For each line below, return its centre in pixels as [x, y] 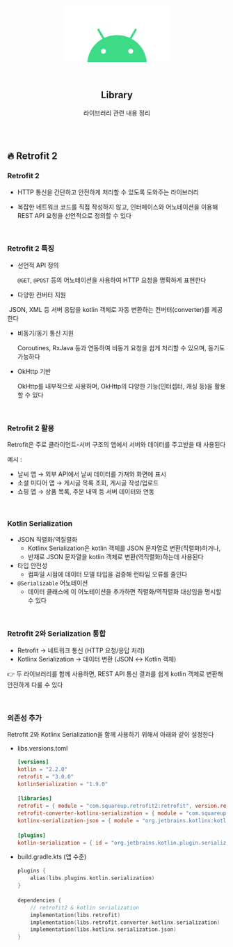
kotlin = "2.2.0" [42, 769]
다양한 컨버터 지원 [41, 295]
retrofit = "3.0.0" [46, 776]
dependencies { [39, 900]
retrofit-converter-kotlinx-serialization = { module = [100, 813]
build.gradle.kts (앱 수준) [52, 857]
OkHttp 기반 [34, 371]
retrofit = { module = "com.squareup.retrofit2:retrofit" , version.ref [123, 806]
